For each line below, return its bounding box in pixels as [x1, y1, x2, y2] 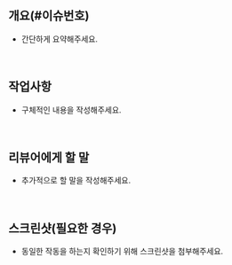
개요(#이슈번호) [8, 8, 90, 24]
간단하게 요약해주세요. [20, 34, 99, 44]
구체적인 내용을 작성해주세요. [20, 105, 122, 115]
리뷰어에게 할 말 [8, 150, 90, 166]
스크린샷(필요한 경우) [8, 221, 117, 236]
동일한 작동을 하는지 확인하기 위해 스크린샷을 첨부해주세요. [20, 246, 224, 257]
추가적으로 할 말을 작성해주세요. [20, 175, 131, 186]
